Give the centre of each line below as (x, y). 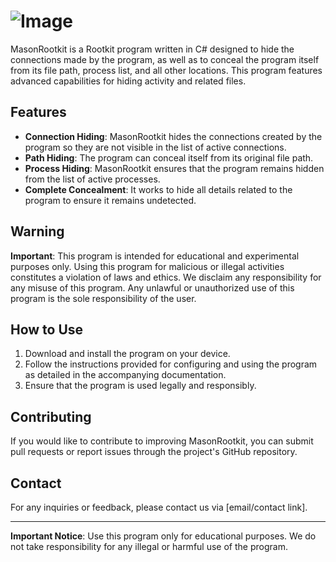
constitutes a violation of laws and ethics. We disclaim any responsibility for (166, 277)
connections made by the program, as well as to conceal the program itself (165, 59)
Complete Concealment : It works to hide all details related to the (158, 189)
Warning (37, 231)
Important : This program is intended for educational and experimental (155, 256)
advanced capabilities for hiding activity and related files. (128, 81)
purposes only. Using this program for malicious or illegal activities (147, 266)
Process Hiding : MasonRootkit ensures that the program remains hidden (174, 168)
